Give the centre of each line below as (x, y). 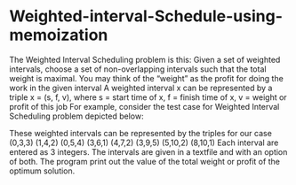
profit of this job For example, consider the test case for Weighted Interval (144, 106)
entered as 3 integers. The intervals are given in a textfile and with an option (148, 151)
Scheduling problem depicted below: (76, 116)
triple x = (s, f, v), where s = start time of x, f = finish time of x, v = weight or (148, 97)
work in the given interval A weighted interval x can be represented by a (141, 88)
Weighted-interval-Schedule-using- (146, 16)
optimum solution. (42, 171)
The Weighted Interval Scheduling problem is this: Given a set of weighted (145, 59)
